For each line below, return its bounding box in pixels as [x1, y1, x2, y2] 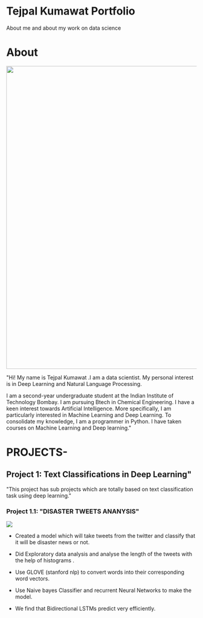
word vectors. [14, 575, 50, 582]
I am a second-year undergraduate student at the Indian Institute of [6, 392, 174, 399]
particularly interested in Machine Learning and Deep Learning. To [6, 411, 172, 419]
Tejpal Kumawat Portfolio [6, 4, 135, 18]
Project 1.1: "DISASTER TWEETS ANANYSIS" [6, 507, 140, 516]
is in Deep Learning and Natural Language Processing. [6, 380, 142, 387]
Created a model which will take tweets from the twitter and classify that [14, 532, 195, 540]
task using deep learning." [6, 492, 71, 499]
